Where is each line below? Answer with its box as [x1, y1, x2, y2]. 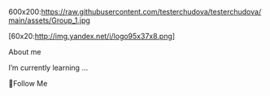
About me [8, 47, 41, 56]
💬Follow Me [8, 79, 48, 88]
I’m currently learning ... [8, 63, 88, 72]
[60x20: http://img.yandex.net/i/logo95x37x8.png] [8, 32, 176, 41]
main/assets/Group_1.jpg [8, 15, 91, 25]
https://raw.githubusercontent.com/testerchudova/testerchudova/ [41, 7, 262, 16]
